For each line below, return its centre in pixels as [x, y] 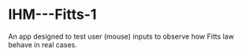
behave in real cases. [43, 44]
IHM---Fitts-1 [52, 15]
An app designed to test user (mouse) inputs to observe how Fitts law [121, 36]
